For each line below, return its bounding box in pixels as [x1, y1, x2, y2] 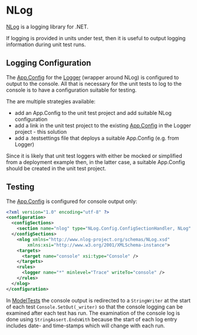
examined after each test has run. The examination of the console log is [6, 309, 180, 317]
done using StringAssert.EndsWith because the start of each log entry [6, 315, 178, 323]
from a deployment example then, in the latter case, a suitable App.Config [6, 158, 185, 166]
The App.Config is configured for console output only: [6, 198, 137, 205]
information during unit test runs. [6, 41, 86, 48]
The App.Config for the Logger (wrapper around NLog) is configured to [6, 73, 179, 80]
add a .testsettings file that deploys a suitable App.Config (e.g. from [14, 134, 179, 141]
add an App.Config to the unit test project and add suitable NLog [14, 109, 172, 116]
